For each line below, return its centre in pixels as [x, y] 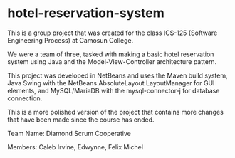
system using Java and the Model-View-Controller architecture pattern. [112, 61]
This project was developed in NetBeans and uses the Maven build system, [117, 75]
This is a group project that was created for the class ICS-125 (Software [113, 33]
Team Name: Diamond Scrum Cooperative [69, 133]
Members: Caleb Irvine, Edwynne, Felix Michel [75, 147]
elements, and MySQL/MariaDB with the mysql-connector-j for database [114, 90]
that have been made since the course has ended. [81, 120]
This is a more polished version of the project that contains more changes [116, 112]
